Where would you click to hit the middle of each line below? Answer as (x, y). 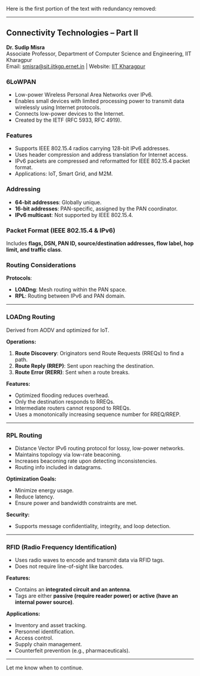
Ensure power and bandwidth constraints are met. (76, 503)
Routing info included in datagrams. (58, 467)
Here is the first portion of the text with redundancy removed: (81, 9)
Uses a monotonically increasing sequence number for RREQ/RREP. (98, 414)
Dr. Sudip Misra (26, 47)
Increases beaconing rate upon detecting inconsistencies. (86, 461)
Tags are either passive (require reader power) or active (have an (96, 596)
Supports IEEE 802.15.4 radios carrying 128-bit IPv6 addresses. (92, 148)
